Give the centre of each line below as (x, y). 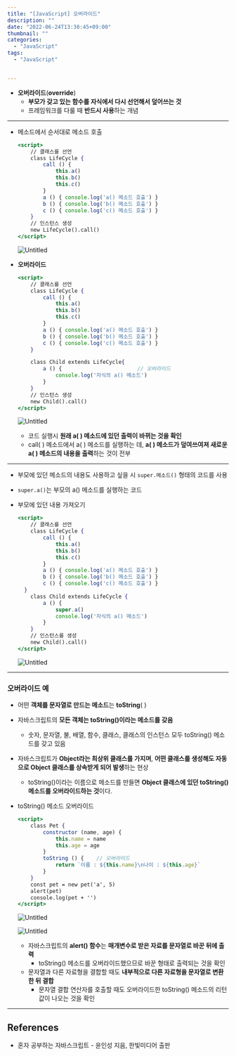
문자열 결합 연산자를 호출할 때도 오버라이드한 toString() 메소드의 (126, 990)
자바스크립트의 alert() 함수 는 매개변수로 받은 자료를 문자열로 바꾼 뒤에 (123, 946)
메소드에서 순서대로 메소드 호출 (60, 131)
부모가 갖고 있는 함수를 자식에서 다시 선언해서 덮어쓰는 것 (105, 101)
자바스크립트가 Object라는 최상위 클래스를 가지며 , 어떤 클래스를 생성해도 (116, 759)
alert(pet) (46, 891)
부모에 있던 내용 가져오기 (51, 505)
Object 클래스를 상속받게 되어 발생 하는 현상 (90, 767)
